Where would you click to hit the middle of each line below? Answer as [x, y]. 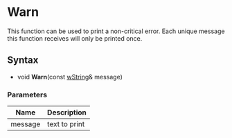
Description [67, 112]
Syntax [23, 60]
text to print [66, 124]
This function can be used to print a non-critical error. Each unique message [116, 31]
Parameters [27, 95]
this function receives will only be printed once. [75, 38]
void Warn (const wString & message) [70, 77]
